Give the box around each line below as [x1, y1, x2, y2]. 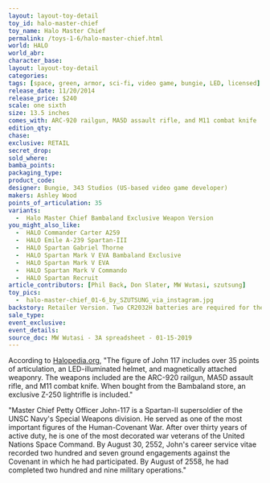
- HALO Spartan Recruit [15, 274, 99, 282]
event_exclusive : [8, 319, 67, 327]
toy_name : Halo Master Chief [8, 27, 106, 35]
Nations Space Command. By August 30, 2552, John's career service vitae [8, 440, 257, 449]
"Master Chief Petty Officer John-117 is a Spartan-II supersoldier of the [8, 406, 243, 415]
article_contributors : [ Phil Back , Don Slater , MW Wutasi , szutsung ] [8, 281, 247, 290]
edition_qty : [8, 124, 52, 132]
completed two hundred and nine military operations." [8, 465, 186, 475]
